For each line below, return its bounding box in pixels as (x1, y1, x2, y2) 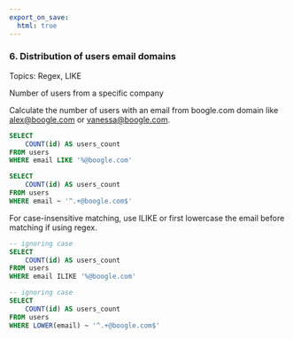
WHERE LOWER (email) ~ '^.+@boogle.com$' (9, 320, 161, 330)
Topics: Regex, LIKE (9, 70, 82, 81)
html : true (17, 21, 58, 30)
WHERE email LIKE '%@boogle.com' (9, 156, 133, 165)
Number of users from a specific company (9, 88, 164, 98)
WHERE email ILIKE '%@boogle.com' (9, 272, 137, 281)
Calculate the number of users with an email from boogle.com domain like (9, 104, 279, 115)
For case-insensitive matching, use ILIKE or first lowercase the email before (9, 212, 285, 223)
